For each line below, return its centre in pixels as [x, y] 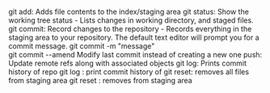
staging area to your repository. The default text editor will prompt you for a [134, 37]
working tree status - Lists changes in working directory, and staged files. [131, 20]
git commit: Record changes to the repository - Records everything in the [130, 29]
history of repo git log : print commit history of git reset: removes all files [129, 72]
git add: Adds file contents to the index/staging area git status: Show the [129, 12]
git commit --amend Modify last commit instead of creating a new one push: [135, 55]
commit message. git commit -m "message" [82, 46]
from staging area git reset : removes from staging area [100, 80]
